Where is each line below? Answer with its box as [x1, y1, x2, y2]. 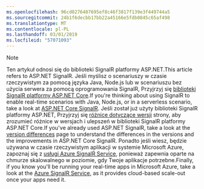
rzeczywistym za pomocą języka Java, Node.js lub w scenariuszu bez [6, 79, 182, 86]
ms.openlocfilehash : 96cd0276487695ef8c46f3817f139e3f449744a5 [6, 9, 171, 15]
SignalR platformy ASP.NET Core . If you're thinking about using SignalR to [6, 92, 190, 99]
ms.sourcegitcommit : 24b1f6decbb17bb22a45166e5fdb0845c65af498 [6, 15, 171, 21]
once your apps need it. [6, 176, 66, 183]
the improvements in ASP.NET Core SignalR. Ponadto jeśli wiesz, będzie [6, 137, 187, 144]
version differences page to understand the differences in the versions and [6, 130, 194, 138]
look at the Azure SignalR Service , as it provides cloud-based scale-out [6, 169, 186, 177]
